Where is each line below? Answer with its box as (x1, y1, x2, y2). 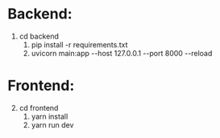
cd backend (19, 31, 60, 41)
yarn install (31, 112, 68, 121)
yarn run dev (31, 120, 74, 129)
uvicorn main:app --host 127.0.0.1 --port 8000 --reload (31, 48, 213, 58)
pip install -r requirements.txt (31, 39, 128, 49)
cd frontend (19, 103, 59, 112)
